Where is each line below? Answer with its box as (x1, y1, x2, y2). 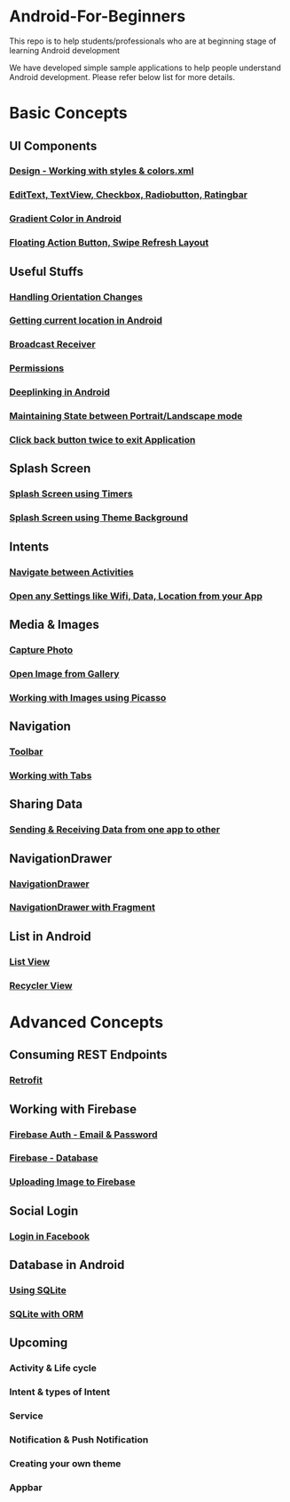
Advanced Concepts (9, 1012, 164, 1032)
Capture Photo (9, 643, 74, 655)
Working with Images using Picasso (9, 691, 167, 703)
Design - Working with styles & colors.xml (9, 165, 194, 177)
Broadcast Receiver (9, 338, 96, 350)
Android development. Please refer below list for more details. (9, 71, 235, 82)
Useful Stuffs (9, 264, 84, 279)
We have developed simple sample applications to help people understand (9, 62, 282, 73)
